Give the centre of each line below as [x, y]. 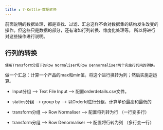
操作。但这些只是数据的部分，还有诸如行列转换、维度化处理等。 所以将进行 [80, 30]
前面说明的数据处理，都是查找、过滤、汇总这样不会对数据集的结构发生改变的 [82, 24]
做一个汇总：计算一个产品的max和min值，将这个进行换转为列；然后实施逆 [79, 75]
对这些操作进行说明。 [26, 36]
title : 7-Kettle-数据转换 [31, 9]
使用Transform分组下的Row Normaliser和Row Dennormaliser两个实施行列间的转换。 [81, 65]
